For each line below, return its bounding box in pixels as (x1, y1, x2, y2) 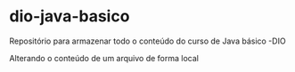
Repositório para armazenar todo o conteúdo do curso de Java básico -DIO (9, 36, 287, 46)
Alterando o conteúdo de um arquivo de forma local (9, 52, 199, 63)
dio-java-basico (9, 6, 130, 27)
